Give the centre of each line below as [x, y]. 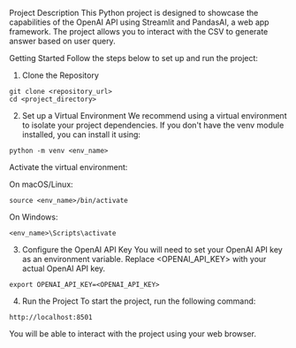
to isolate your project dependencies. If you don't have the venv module [153, 125]
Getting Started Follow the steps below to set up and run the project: [134, 58]
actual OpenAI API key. [64, 268]
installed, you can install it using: [81, 135]
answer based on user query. [63, 41]
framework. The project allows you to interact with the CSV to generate [139, 31]
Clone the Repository [61, 75]
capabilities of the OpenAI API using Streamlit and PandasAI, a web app [139, 22]
